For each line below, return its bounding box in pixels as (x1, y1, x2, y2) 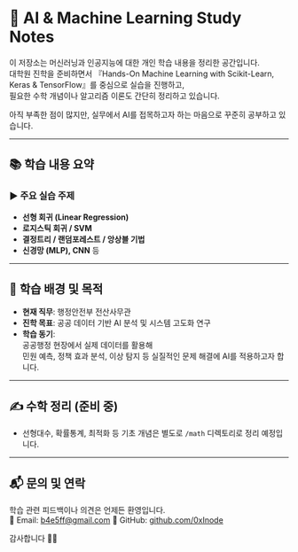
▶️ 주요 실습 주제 (9, 190, 75, 202)
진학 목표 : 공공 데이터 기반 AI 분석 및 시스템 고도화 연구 (21, 318, 211, 329)
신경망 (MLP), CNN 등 (21, 245, 100, 255)
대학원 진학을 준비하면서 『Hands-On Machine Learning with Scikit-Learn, (9, 68, 275, 79)
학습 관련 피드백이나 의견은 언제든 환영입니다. (9, 505, 166, 516)
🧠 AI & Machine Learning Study (9, 8, 242, 28)
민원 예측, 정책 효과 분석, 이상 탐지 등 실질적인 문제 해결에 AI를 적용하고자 (21, 351, 275, 362)
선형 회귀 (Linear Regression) (21, 212, 129, 222)
